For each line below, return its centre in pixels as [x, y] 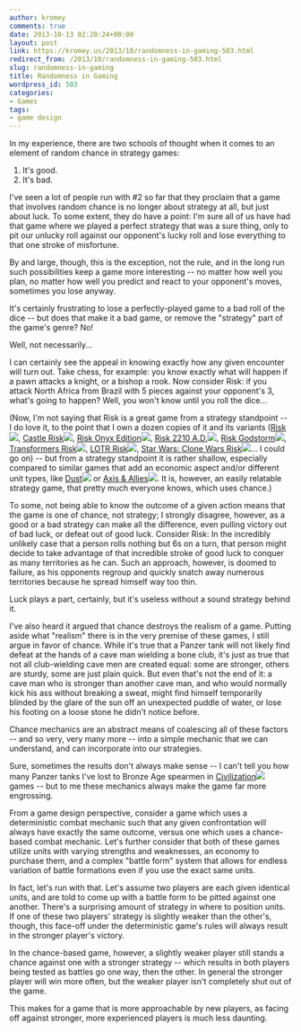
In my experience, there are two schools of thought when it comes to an [142, 144]
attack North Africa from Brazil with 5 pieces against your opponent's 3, [142, 391]
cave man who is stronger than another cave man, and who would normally [148, 684]
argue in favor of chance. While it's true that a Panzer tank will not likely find [150, 645]
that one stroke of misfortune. [64, 245]
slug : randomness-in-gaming [62, 68]
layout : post [34, 43]
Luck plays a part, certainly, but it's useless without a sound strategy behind [150, 599]
